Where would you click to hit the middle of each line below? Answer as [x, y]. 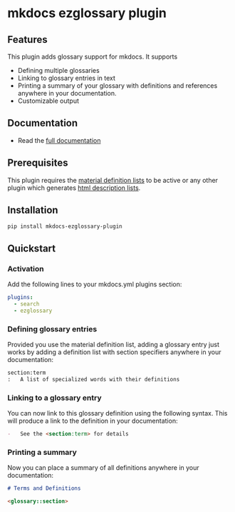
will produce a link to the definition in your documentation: [93, 421]
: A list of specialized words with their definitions [94, 379]
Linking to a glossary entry [54, 398]
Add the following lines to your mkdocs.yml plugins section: [95, 284]
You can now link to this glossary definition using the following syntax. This [117, 413]
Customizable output [48, 101]
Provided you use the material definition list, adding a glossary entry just [113, 345]
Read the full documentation [59, 140]
